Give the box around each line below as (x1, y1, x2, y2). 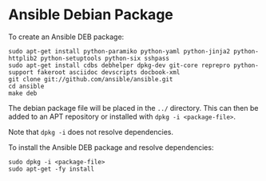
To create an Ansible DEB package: (8, 32, 125, 41)
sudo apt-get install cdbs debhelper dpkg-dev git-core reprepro (8, 61, 230, 69)
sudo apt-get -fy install (8, 165, 94, 173)
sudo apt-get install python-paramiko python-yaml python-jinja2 (8, 47, 230, 55)
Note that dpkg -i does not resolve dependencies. (8, 127, 174, 136)
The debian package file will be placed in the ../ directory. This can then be (8, 103, 259, 112)
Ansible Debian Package (8, 6, 173, 24)
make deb (8, 89, 38, 97)
